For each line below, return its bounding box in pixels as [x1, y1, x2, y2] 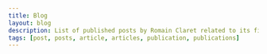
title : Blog [8, 11, 48, 20]
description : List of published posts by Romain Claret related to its [8, 26, 250, 34]
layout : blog [8, 19, 52, 27]
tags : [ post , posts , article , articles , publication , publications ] [8, 33, 240, 42]
